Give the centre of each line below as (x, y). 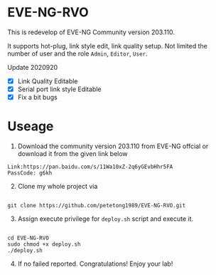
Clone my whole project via (58, 187)
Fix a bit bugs (38, 98)
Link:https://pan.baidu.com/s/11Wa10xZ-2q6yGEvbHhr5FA (90, 167)
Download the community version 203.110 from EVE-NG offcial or (113, 146)
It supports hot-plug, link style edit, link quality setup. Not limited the (107, 46)
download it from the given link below (72, 154)
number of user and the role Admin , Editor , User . (77, 53)
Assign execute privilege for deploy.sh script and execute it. (106, 219)
